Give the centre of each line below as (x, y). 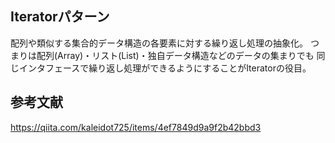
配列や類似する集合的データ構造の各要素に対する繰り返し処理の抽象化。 (159, 43)
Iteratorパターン (60, 17)
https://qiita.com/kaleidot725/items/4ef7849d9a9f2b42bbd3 (136, 127)
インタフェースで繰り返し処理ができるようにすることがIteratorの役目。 (165, 68)
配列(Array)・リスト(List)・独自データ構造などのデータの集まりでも (175, 55)
